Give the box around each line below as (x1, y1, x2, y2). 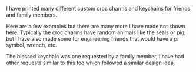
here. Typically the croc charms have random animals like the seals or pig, (6, 29, 187, 36)
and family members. (6, 11, 58, 18)
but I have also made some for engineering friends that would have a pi (6, 35, 179, 42)
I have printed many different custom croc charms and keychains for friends (6, 5, 191, 12)
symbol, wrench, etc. (6, 41, 57, 48)
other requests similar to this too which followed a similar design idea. (6, 59, 175, 66)
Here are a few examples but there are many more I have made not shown (6, 23, 185, 30)
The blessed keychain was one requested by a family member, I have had (6, 53, 184, 60)
